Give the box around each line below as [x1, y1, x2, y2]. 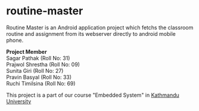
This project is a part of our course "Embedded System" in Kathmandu [6, 91, 180, 98]
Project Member [6, 48, 47, 55]
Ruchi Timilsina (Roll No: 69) [6, 79, 76, 87]
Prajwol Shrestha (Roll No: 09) [6, 61, 80, 68]
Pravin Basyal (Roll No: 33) [6, 73, 72, 81]
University [6, 97, 32, 105]
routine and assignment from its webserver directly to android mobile [6, 30, 176, 37]
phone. [6, 36, 24, 44]
